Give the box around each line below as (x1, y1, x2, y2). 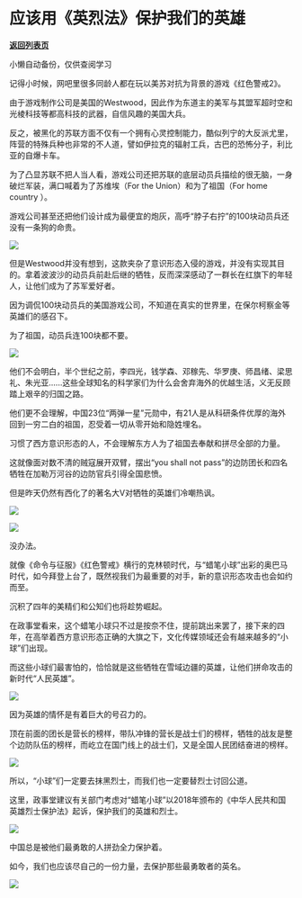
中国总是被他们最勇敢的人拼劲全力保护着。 (9, 841, 167, 852)
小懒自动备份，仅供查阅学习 (9, 58, 112, 69)
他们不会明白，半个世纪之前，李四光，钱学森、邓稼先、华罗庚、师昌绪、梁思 (9, 365, 293, 376)
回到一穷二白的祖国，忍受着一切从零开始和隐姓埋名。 (9, 418, 207, 429)
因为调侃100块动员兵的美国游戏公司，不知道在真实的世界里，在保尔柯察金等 (9, 299, 290, 310)
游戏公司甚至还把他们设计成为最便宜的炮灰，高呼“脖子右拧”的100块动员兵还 (9, 211, 289, 221)
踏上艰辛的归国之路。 (9, 388, 88, 399)
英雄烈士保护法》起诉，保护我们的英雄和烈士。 (9, 805, 182, 816)
